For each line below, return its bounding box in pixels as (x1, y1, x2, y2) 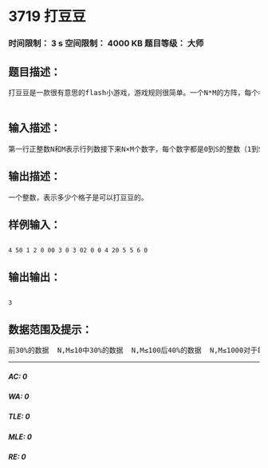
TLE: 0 (8, 412, 30, 422)
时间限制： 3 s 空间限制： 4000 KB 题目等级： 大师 (8, 38, 204, 49)
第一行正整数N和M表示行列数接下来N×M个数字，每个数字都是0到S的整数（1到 (8, 145, 259, 153)
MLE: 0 (8, 432, 32, 442)
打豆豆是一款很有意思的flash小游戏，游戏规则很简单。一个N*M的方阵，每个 (8, 88, 259, 97)
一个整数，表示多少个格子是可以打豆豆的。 (8, 192, 148, 202)
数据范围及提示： (8, 323, 93, 336)
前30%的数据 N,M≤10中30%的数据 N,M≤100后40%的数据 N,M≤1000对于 (8, 345, 258, 355)
